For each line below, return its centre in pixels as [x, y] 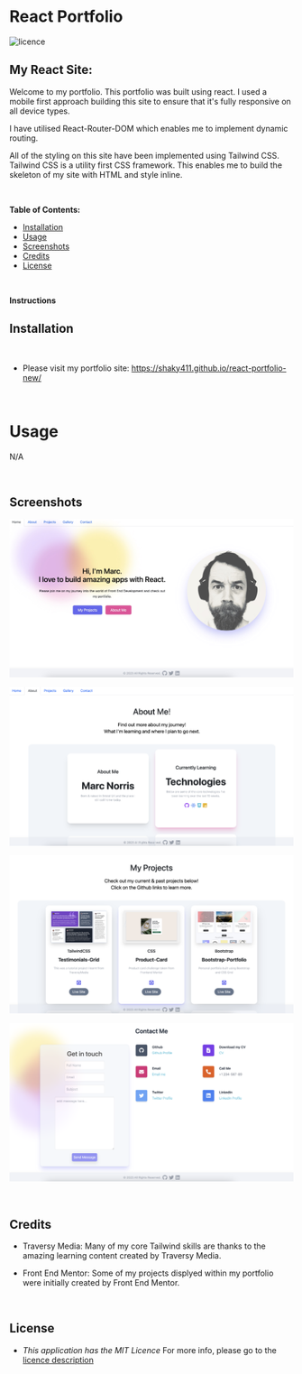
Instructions [33, 300]
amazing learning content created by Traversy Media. [122, 1256]
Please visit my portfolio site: [76, 368]
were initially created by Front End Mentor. [101, 1283]
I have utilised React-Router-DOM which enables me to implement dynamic [149, 128]
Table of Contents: [45, 209]
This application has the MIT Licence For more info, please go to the [149, 1350]
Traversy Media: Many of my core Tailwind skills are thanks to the [144, 1246]
